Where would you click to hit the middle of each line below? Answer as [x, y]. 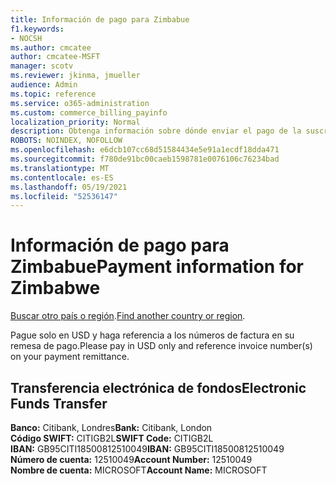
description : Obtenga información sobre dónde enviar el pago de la [156, 131]
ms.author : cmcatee [51, 47]
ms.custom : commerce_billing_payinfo [89, 112]
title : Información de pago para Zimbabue [100, 19]
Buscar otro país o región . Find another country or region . [128, 316]
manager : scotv [42, 66]
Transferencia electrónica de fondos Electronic [158, 387]
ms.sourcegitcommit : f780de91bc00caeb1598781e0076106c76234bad [145, 159]
